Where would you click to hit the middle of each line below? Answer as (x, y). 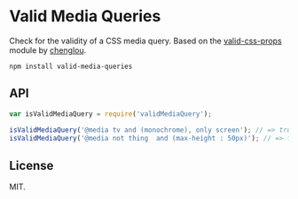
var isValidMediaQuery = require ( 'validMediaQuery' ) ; (111, 114)
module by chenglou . (48, 50)
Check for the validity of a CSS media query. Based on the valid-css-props (145, 41)
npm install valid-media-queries (71, 66)
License (31, 165)
